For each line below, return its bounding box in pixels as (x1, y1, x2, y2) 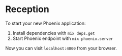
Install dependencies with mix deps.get (12, 30, 95, 36)
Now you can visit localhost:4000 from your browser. (5, 45, 117, 51)
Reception (5, 4, 49, 15)
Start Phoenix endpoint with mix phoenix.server (12, 35, 113, 41)
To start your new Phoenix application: (5, 20, 86, 26)
